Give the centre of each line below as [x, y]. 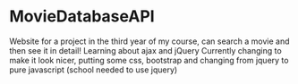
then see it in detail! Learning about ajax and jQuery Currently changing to [145, 50]
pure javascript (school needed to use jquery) [94, 70]
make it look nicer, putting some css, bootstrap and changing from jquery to [149, 60]
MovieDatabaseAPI [82, 17]
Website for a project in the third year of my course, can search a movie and [149, 41]
